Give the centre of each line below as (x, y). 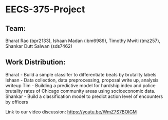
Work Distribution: (35, 62)
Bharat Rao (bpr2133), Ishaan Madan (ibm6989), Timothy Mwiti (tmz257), (83, 41)
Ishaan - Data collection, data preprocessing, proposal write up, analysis (82, 80)
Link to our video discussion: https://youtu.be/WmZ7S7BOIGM (71, 112)
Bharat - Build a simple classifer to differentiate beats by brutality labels (81, 74)
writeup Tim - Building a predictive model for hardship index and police (80, 85)
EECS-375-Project (45, 9)
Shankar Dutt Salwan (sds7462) (39, 46)
